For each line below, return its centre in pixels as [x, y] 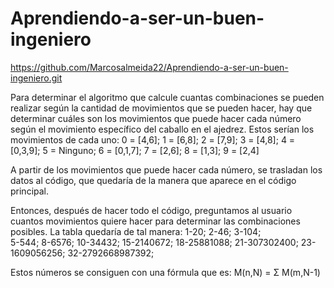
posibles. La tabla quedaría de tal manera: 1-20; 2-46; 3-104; [136, 231]
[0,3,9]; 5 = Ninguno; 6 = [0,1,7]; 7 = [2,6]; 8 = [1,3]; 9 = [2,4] [135, 150]
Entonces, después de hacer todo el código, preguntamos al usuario [151, 210]
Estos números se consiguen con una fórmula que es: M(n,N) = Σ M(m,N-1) [165, 272]
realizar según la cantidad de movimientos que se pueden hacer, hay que [161, 108]
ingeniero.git [36, 78]
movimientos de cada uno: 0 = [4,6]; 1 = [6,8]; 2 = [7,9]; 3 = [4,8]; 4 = [153, 139]
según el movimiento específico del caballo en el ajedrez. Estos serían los [162, 129]
